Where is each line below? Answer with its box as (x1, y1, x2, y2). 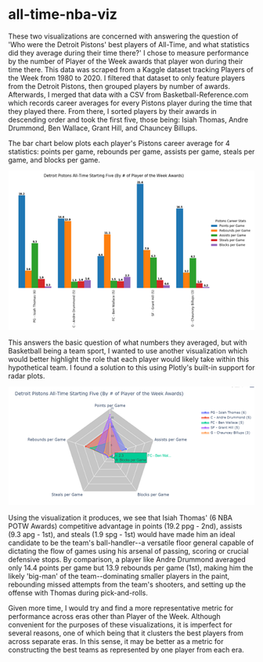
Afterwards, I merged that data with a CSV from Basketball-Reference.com (8, 90, 249, 99)
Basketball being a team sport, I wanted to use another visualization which (8, 346, 248, 355)
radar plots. (8, 371, 45, 380)
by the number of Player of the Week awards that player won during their (8, 57, 243, 66)
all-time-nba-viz (8, 5, 117, 24)
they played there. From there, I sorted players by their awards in (8, 106, 217, 115)
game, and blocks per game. (8, 155, 100, 164)
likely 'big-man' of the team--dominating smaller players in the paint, (8, 572, 230, 581)
